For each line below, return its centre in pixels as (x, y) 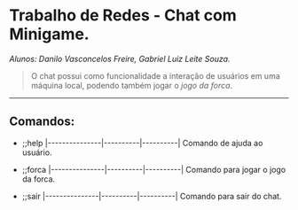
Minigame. (50, 34)
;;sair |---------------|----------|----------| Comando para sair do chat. (152, 196)
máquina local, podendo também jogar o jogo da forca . (132, 85)
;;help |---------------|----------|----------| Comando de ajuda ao (142, 143)
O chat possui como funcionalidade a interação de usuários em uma (156, 75)
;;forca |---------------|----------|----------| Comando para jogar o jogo (154, 169)
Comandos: (42, 122)
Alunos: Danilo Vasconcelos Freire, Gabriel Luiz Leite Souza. (120, 58)
